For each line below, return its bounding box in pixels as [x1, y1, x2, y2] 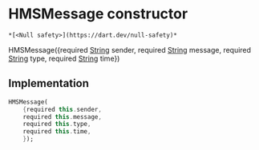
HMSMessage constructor [8, 5, 188, 23]
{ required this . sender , [22, 105, 103, 113]
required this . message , [22, 112, 103, 120]
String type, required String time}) [8, 53, 120, 63]
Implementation [8, 77, 90, 90]
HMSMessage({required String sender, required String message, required [8, 45, 251, 54]
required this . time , [22, 128, 91, 136]
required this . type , [22, 120, 91, 128]
